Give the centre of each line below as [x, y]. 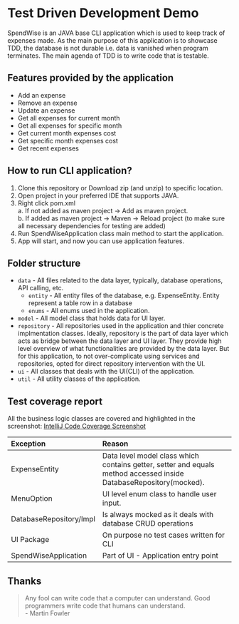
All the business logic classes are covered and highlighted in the [101, 419]
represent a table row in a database [80, 303]
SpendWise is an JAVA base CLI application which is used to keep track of [116, 33]
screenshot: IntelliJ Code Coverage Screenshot [76, 426]
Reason [115, 444]
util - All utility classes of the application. [79, 379]
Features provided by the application [91, 78]
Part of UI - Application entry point [160, 556]
